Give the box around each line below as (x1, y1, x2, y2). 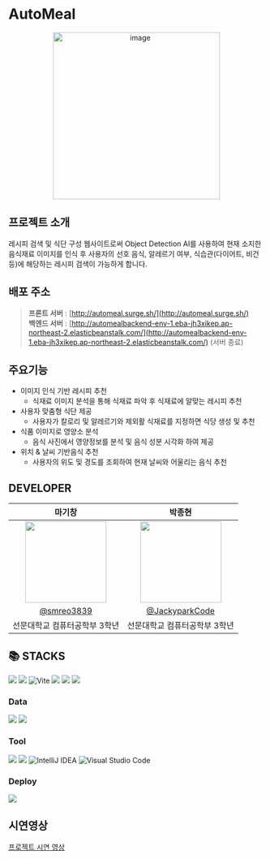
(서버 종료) (210, 337, 244, 347)
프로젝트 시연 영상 (8, 842, 65, 852)
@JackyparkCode (146, 606, 215, 617)
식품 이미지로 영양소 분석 (19, 427, 99, 437)
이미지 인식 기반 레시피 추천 (19, 386, 108, 396)
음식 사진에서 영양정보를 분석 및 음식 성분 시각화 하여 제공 (32, 437, 215, 447)
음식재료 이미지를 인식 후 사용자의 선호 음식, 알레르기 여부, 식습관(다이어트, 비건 (8, 248, 259, 258)
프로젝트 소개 (8, 216, 71, 230)
